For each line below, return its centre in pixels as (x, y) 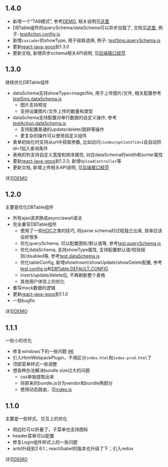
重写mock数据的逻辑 (34, 288)
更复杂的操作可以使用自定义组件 (53, 135)
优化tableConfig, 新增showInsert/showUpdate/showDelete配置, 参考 (91, 262)
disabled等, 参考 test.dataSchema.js (63, 256)
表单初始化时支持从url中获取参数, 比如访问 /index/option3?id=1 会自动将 (87, 142)
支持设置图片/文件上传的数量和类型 (56, 111)
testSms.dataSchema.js (37, 99)
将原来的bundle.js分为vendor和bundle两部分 (66, 383)
